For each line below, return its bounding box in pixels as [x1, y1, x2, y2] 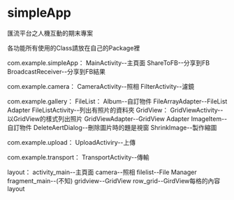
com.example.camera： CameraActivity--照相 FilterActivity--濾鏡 [7, 82, 194, 90]
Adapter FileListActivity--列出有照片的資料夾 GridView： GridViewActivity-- [7, 106, 224, 114]
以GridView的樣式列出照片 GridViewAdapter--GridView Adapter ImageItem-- [7, 114, 228, 123]
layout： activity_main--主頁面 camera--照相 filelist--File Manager [7, 168, 197, 176]
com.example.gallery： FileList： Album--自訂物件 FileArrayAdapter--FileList [7, 97, 228, 106]
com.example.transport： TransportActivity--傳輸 [7, 152, 149, 162]
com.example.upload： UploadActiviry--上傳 [7, 138, 136, 146]
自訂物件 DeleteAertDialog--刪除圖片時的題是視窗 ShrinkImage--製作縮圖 [7, 123, 217, 131]
